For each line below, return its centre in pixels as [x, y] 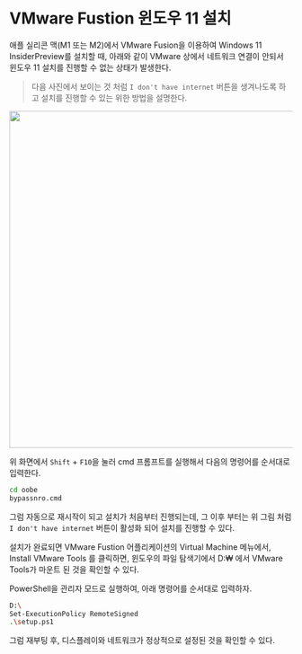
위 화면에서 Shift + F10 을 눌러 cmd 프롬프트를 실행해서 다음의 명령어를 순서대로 [150, 461]
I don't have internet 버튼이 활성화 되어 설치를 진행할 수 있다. [122, 527]
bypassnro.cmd [36, 498]
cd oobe [24, 490]
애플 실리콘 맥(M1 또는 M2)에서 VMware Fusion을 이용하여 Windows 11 [136, 45]
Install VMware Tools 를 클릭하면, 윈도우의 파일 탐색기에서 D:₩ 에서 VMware [146, 558]
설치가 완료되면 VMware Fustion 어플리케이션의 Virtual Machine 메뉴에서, [140, 547]
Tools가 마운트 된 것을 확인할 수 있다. [74, 569]
